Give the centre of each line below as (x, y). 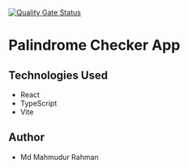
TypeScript (38, 103)
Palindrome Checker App (94, 45)
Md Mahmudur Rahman (59, 157)
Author (26, 138)
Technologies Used (58, 75)
